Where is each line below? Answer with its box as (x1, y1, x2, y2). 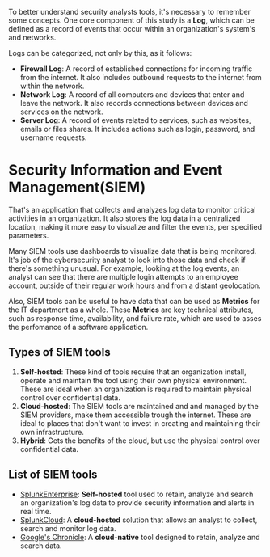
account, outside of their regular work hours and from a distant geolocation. (8, 281, 261, 290)
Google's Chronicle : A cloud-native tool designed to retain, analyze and (19, 532, 260, 542)
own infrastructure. (19, 427, 85, 437)
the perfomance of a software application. (8, 322, 149, 331)
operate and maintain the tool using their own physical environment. (19, 375, 247, 385)
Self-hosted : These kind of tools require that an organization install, (19, 367, 247, 377)
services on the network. (19, 107, 103, 116)
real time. (19, 506, 52, 516)
